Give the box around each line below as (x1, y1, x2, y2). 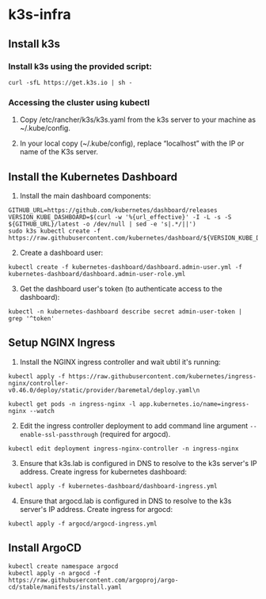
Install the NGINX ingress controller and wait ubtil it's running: (19, 357, 222, 366)
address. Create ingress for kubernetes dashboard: (19, 467, 188, 476)
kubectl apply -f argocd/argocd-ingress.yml (8, 520, 158, 528)
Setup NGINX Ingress (8, 336, 116, 350)
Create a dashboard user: (19, 248, 104, 257)
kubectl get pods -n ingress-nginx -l (8, 400, 136, 408)
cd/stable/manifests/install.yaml (8, 583, 123, 591)
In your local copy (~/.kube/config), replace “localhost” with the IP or (19, 138, 245, 148)
